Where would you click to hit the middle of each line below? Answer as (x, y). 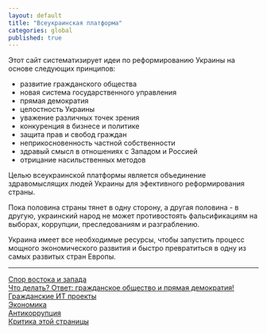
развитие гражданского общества (78, 84)
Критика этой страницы (49, 321)
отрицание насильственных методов (83, 160)
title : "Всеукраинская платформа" (66, 23)
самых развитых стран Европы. (62, 257)
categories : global (41, 30)
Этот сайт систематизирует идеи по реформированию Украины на (122, 60)
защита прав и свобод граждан (73, 135)
